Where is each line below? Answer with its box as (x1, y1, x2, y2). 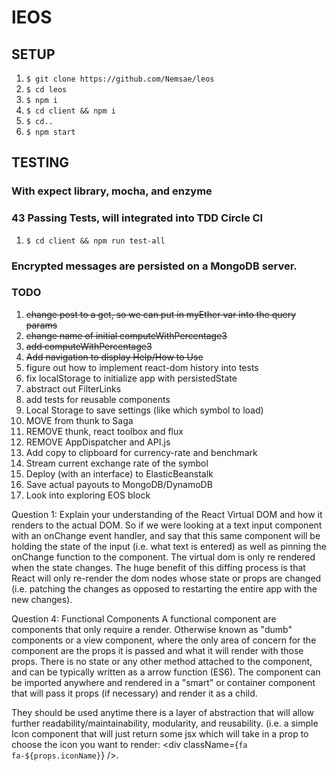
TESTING (11, 154, 70, 171)
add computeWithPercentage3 (25, 340, 153, 352)
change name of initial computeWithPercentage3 (25, 329, 228, 341)
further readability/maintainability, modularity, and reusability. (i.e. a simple (11, 717, 319, 729)
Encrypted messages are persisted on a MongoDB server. (11, 259, 298, 273)
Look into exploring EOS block (25, 489, 151, 501)
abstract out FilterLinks (25, 382, 122, 395)
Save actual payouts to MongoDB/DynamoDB (25, 478, 213, 490)
